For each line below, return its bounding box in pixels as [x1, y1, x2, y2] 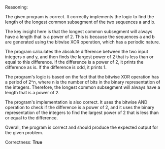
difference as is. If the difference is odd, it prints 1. [5, 64, 107, 70]
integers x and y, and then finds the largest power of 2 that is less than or [5, 54, 154, 60]
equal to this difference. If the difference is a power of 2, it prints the [5, 59, 144, 65]
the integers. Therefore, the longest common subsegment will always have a [5, 84, 161, 90]
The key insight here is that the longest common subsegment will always [5, 29, 153, 34]
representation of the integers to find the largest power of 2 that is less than [5, 110, 159, 115]
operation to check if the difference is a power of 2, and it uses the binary [5, 105, 155, 110]
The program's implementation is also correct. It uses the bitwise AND [5, 99, 148, 105]
